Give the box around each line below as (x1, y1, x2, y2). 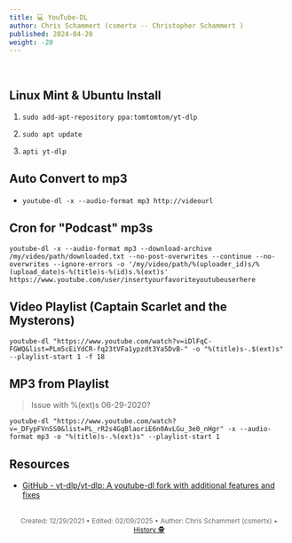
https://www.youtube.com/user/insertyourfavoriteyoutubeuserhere (9, 275, 256, 284)
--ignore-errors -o (52, 259, 125, 269)
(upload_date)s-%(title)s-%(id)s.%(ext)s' (9, 267, 169, 276)
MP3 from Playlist (9, 376, 109, 391)
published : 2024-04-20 (9, 29, 93, 38)
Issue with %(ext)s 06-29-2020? (30, 400, 151, 411)
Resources (9, 456, 70, 471)
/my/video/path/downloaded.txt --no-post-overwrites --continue (9, 252, 252, 261)
